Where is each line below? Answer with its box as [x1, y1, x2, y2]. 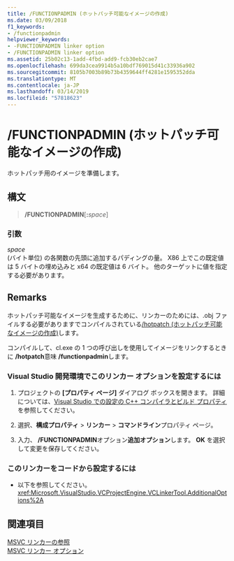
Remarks [7, 291, 47, 304]
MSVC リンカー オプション [7, 546, 84, 555]
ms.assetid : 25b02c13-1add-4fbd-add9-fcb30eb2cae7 [7, 56, 158, 63]
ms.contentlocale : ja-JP [7, 82, 80, 89]
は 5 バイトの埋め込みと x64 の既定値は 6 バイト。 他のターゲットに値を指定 [7, 263, 228, 271]
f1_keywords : [7, 23, 45, 30]
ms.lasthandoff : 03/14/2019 [7, 88, 89, 95]
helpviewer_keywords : [7, 36, 71, 43]
